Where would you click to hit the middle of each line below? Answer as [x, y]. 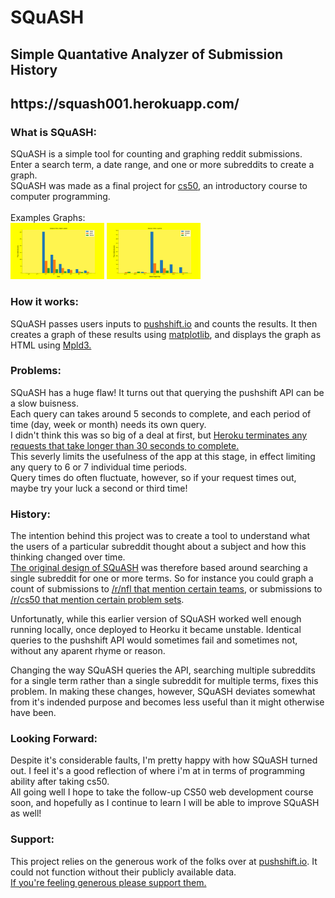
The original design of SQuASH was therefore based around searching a [159, 568]
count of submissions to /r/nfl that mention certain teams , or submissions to [166, 589]
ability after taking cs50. [60, 782]
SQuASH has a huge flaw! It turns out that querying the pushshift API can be [167, 392]
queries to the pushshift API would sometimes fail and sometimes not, [154, 640]
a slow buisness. [44, 403]
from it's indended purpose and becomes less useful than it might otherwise [167, 702]
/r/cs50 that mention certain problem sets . [97, 600]
